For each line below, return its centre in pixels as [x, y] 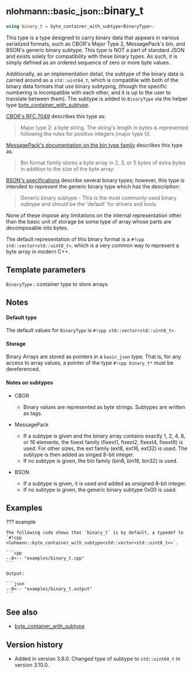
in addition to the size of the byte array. [67, 169]
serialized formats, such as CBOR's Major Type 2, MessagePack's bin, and [96, 44]
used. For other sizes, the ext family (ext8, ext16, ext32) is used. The [105, 448]
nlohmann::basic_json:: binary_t [75, 11]
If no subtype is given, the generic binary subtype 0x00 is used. [100, 489]
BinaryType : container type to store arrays [57, 284]
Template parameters [46, 270]
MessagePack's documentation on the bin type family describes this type [94, 145]
